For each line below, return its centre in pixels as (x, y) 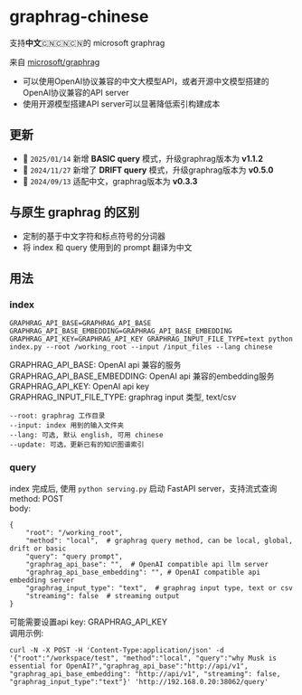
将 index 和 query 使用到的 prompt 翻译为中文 (107, 247)
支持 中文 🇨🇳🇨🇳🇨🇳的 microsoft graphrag (87, 42)
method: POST (37, 498)
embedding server (42, 580)
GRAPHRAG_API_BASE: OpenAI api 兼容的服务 (95, 365)
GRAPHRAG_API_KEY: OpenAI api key (80, 387)
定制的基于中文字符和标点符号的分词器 (94, 236)
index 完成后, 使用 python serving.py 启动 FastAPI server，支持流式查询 (143, 488)
